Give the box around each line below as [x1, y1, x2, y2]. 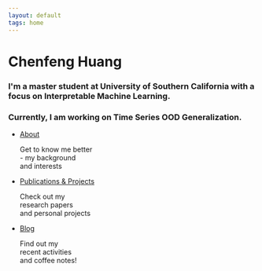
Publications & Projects [19, 176, 95, 185]
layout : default [8, 11, 61, 20]
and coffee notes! [19, 255, 77, 265]
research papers [19, 200, 73, 209]
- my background [19, 152, 76, 162]
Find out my [19, 239, 59, 248]
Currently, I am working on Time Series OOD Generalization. [8, 112, 242, 123]
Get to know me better [19, 145, 93, 154]
